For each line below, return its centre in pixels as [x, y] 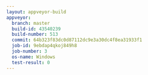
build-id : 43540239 [36, 29]
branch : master [31, 23]
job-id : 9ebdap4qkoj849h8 [45, 46]
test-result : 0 [31, 62]
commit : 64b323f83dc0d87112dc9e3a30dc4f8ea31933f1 [77, 40]
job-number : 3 [29, 51]
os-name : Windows [34, 57]
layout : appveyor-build [36, 12]
